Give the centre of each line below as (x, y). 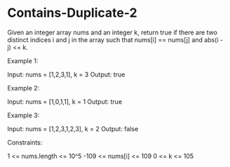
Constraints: (25, 142)
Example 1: (23, 60)
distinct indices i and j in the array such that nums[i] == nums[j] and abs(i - (115, 39)
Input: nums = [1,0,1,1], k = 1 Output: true (65, 101)
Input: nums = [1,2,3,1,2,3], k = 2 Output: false (73, 128)
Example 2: (23, 88)
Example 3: (23, 115)
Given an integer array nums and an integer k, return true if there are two (112, 32)
